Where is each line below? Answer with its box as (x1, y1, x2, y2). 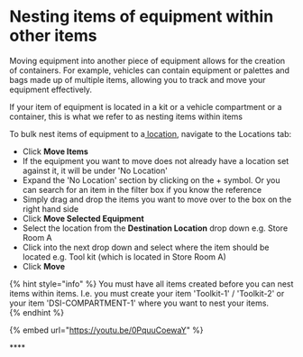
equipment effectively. (9, 84, 93, 95)
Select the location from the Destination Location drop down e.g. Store (22, 223, 289, 233)
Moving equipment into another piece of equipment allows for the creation (9, 55, 286, 66)
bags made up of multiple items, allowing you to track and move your (9, 74, 266, 85)
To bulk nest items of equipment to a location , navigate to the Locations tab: (9, 128, 292, 139)
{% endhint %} (9, 307, 65, 317)
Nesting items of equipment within (9, 6, 274, 27)
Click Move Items (22, 146, 88, 157)
